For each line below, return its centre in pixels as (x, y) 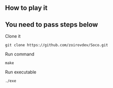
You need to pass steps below (52, 25)
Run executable (21, 72)
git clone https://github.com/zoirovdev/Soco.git (57, 45)
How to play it (26, 8)
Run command (20, 54)
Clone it (13, 36)
